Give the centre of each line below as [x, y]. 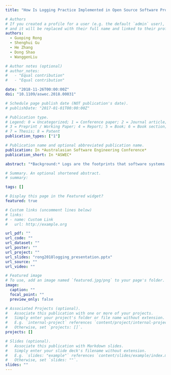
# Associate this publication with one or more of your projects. [79, 313]
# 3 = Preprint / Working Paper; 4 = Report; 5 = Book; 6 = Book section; [86, 127]
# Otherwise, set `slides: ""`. [42, 360]
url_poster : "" [21, 247]
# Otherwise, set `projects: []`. [44, 327]
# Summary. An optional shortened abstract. [53, 173]
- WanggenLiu [24, 57]
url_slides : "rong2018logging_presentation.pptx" [59, 257]
